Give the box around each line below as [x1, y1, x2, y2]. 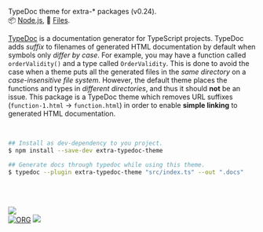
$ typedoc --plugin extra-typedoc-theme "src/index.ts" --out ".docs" [8, 168, 244, 176]
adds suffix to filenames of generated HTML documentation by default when [8, 42, 256, 51]
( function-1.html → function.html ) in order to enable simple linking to [8, 101, 238, 109]
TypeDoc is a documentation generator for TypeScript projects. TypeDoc [8, 34, 244, 42]
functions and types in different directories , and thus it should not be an [8, 84, 241, 93]
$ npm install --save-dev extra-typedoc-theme [8, 146, 163, 154]
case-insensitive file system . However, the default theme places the [8, 75, 228, 85]
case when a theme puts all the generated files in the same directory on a [8, 67, 247, 76]
